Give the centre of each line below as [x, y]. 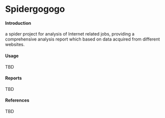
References [17, 100]
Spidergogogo [35, 9]
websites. [15, 44]
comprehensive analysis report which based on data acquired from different [82, 39]
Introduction [18, 23]
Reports [14, 78]
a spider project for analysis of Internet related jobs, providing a [70, 34]
